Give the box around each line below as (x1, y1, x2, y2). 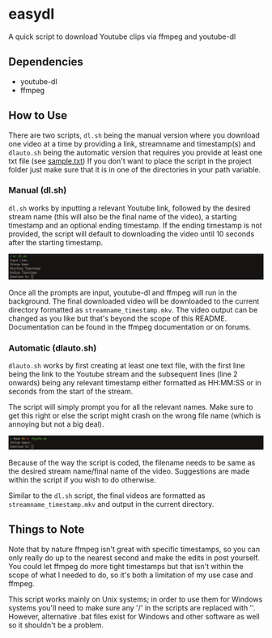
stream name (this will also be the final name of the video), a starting (8, 211, 237, 221)
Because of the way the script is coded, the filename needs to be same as (8, 457, 256, 467)
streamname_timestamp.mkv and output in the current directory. (8, 499, 215, 508)
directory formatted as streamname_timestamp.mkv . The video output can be (8, 304, 258, 314)
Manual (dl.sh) (8, 185, 67, 196)
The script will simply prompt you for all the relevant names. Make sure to (8, 402, 253, 411)
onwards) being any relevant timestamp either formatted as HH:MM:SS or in (8, 377, 261, 387)
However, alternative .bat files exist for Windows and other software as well (8, 611, 261, 621)
